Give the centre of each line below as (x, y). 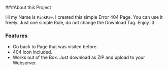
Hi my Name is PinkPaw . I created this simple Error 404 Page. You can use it (84, 17)
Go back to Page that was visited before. (55, 47)
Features (16, 36)
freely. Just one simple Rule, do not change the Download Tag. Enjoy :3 (80, 23)
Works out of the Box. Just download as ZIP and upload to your (79, 57)
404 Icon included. (32, 52)
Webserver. (25, 63)
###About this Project (28, 7)
